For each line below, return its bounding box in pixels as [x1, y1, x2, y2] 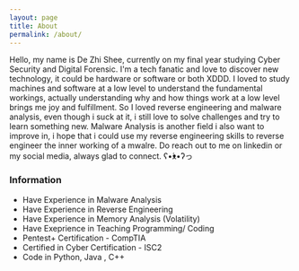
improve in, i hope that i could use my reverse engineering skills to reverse [9, 131, 285, 142]
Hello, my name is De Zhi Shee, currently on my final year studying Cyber [9, 55, 281, 66]
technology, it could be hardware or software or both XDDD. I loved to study [9, 74, 290, 84]
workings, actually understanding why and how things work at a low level [9, 92, 280, 103]
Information [9, 174, 62, 187]
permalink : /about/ [9, 30, 83, 39]
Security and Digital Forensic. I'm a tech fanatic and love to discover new [9, 64, 279, 74]
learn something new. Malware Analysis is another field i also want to [9, 121, 265, 132]
